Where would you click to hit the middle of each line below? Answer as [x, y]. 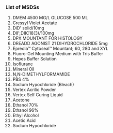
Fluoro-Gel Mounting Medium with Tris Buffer [58, 54]
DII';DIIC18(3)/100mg [33, 33]
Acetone [21, 100]
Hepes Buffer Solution [35, 59]
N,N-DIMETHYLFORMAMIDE [41, 74]
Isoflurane [23, 64]
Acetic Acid [24, 120]
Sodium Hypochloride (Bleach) [43, 85]
